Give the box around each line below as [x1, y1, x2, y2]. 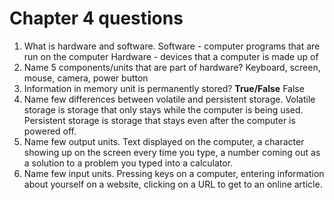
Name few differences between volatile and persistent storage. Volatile [23, 93, 316, 105]
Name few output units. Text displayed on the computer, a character [23, 135, 305, 147]
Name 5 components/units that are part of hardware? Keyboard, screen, [23, 61, 321, 73]
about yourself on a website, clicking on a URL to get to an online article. [23, 178, 323, 190]
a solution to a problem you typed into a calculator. [23, 157, 234, 169]
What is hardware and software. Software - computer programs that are [23, 40, 321, 52]
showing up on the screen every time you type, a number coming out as [23, 146, 321, 158]
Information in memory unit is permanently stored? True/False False [23, 82, 305, 94]
